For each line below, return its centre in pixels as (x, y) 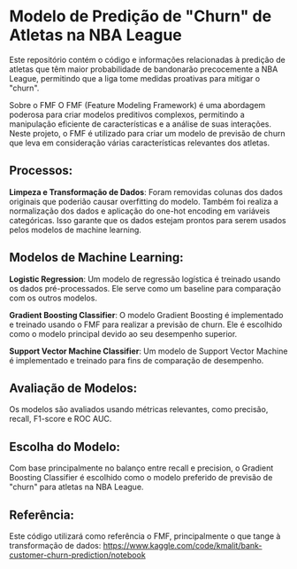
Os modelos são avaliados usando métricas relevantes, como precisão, (139, 409)
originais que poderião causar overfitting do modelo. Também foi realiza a (144, 201)
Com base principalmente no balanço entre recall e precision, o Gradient (141, 468)
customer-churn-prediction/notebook (77, 555)
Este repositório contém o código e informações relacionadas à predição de (147, 59)
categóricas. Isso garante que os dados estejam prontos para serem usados (148, 220)
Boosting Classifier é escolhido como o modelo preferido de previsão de (141, 478)
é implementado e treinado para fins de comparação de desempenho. (137, 360)
